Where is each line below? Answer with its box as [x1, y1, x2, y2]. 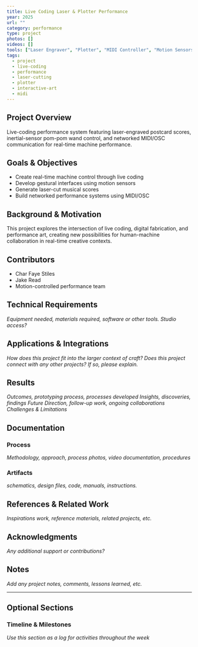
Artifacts [6, 469, 33, 477]
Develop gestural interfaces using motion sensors [15, 180, 136, 187]
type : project [6, 31, 42, 37]
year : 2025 [6, 14, 33, 20]
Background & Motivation [6, 209, 102, 219]
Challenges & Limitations [6, 406, 67, 413]
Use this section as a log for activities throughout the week [6, 634, 150, 641]
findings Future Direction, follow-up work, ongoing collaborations [6, 400, 165, 407]
